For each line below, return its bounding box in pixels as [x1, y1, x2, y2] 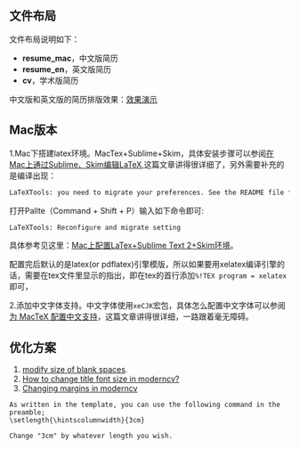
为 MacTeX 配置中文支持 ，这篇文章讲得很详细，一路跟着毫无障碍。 [9, 311, 254, 322]
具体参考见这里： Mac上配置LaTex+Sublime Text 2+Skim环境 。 [9, 240, 238, 251]
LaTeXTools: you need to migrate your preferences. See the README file [9, 188, 285, 197]
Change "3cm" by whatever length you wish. [9, 431, 174, 441]
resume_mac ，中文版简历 [21, 53, 118, 63]
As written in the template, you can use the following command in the [9, 400, 280, 410]
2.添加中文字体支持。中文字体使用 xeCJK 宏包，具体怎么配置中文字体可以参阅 [9, 300, 287, 311]
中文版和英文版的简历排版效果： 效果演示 [9, 94, 158, 104]
